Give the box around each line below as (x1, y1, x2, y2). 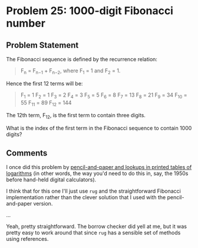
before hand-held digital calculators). (6, 176, 97, 183)
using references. (6, 236, 49, 242)
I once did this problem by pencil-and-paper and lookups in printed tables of (6, 164, 192, 170)
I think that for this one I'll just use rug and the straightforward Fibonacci (6, 187, 181, 194)
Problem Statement (6, 40, 79, 50)
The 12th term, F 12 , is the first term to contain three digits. (6, 112, 146, 120)
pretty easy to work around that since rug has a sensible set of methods (6, 229, 181, 236)
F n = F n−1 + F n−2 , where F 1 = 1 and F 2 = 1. (20, 67, 121, 75)
